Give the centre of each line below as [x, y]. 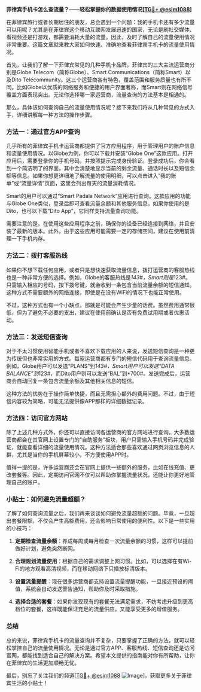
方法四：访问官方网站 [37, 418]
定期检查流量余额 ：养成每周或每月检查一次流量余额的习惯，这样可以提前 [104, 541]
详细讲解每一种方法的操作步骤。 [56, 115]
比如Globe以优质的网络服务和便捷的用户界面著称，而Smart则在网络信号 [105, 87]
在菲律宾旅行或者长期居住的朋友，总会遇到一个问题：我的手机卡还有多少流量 [100, 22]
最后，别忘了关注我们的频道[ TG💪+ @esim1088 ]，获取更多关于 [94, 675]
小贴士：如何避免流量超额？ [46, 499]
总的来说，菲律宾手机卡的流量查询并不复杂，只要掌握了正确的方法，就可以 [98, 640]
